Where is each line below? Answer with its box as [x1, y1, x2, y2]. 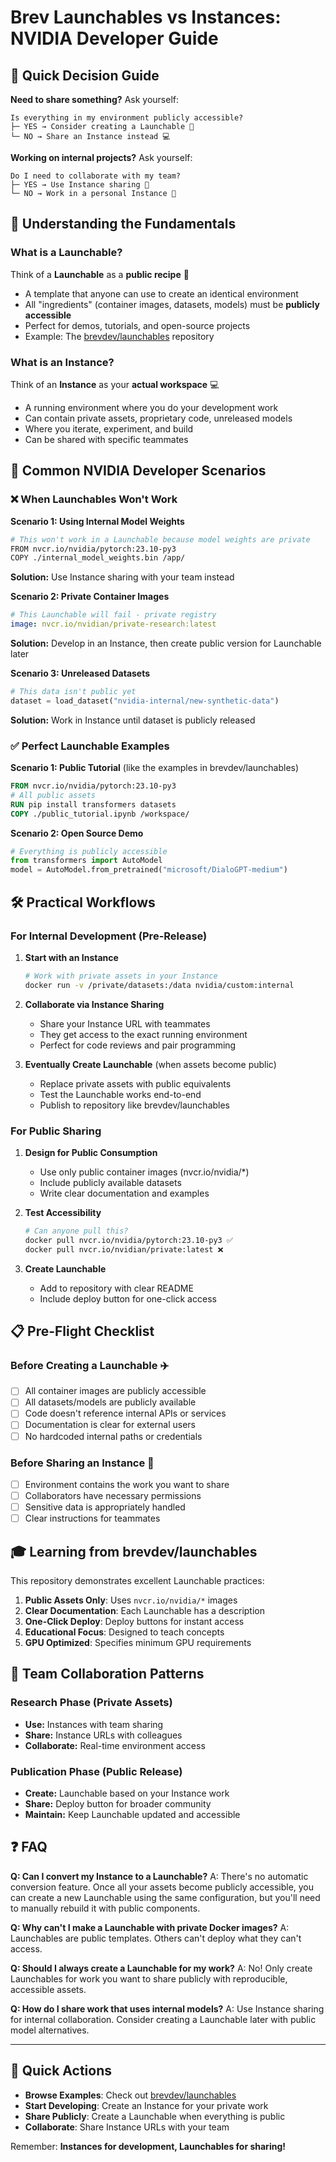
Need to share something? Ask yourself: [10, 94, 180, 105]
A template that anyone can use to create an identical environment [24, 287, 299, 300]
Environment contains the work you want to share [24, 1478, 230, 1490]
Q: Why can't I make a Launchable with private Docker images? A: [10, 1921, 290, 1933]
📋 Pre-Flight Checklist [10, 1322, 155, 1340]
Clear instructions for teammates [24, 1512, 161, 1525]
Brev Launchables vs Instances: [10, 6, 282, 29]
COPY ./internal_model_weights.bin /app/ [10, 553, 186, 563]
